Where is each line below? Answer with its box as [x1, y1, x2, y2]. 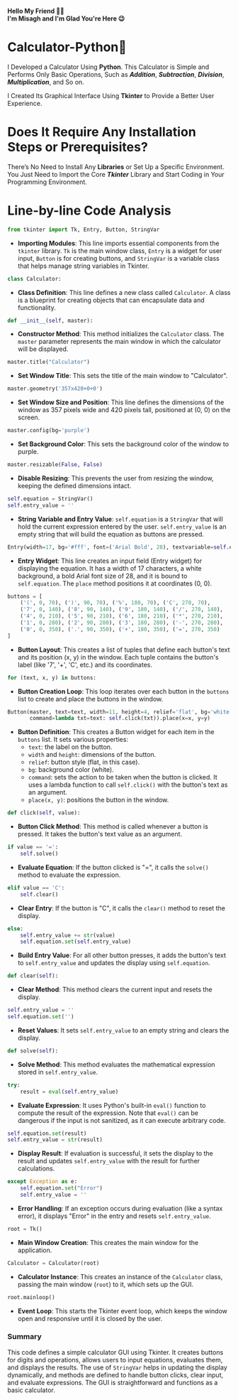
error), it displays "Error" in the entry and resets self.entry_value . [17, 1212, 211, 1220]
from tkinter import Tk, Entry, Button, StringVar [7, 226, 160, 233]
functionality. [17, 303, 56, 312]
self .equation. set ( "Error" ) [20, 1185, 103, 1192]
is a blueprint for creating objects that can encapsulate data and [17, 296, 205, 304]
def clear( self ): [7, 972, 59, 980]
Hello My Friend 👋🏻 [7, 7, 65, 15]
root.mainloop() [7, 1293, 55, 1301]
